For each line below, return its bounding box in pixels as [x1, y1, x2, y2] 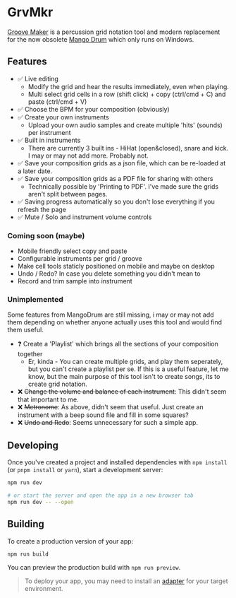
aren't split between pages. [27, 189, 108, 198]
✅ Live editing [17, 74, 58, 83]
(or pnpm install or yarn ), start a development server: [7, 466, 163, 474]
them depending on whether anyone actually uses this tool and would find [7, 318, 223, 327]
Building [7, 518, 44, 530]
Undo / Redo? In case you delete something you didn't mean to [17, 269, 201, 278]
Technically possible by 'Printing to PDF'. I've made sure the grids [27, 182, 219, 191]
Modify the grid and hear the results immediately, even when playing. [27, 82, 229, 90]
